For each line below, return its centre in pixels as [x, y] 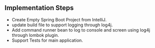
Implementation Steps [39, 8]
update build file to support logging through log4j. [62, 25]
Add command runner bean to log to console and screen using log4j [81, 30]
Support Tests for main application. [47, 40]
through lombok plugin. [35, 35]
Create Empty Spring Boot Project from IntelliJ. [59, 19]
